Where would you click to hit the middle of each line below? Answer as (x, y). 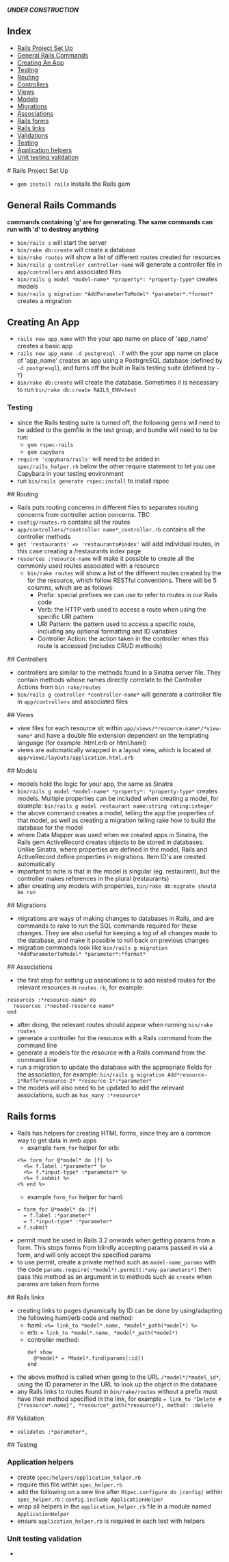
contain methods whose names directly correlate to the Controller (110, 680)
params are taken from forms (58, 1284)
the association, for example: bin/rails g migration (91, 1074)
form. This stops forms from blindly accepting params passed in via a (115, 1247)
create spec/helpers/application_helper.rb (79, 1477)
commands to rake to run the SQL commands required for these (107, 926)
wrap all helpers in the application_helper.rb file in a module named (114, 1506)
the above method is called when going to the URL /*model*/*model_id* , (119, 1377)
